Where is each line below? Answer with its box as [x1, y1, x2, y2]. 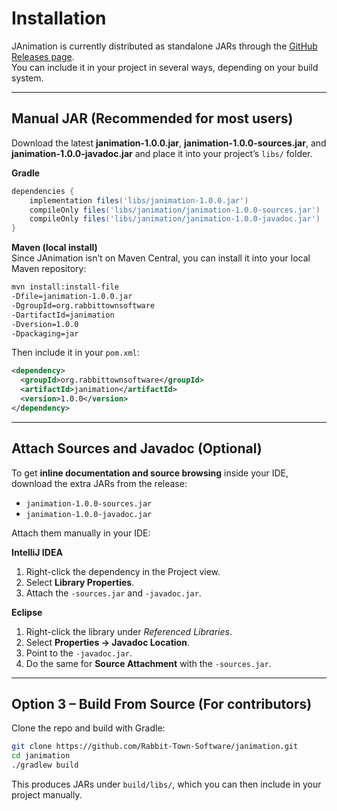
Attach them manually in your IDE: [11, 527, 151, 539]
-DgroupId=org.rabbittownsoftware [11, 300, 156, 311]
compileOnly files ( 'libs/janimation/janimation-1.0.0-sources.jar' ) [29, 205, 321, 215]
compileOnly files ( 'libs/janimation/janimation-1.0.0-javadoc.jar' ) [29, 214, 321, 224]
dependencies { [11, 186, 75, 196]
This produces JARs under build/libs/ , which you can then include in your [11, 778, 322, 790]
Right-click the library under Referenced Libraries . [25, 625, 233, 637]
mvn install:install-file [11, 282, 119, 292]
